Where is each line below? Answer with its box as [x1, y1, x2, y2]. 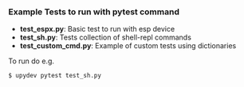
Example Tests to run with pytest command [8, 6, 179, 17]
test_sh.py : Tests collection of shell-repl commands [19, 32, 191, 42]
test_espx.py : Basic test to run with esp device [19, 25, 175, 34]
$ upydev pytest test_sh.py [8, 72, 102, 80]
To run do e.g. [8, 56, 54, 66]
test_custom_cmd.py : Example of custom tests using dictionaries [19, 41, 237, 51]
